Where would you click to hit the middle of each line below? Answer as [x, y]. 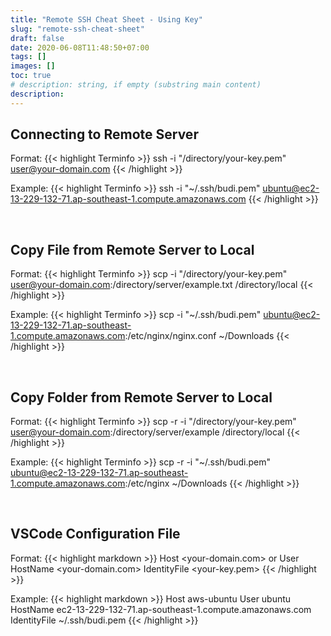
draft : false [37, 38]
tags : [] [28, 57]
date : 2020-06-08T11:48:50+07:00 [80, 47]
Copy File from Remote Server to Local [132, 249]
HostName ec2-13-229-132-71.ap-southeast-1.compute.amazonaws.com [161, 609]
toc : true [31, 76]
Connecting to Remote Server [104, 134]
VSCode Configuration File [95, 534]
